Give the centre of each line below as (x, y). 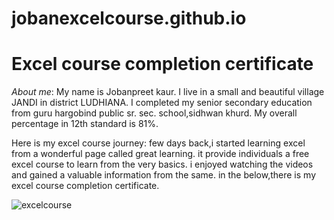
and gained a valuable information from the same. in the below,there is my (163, 175)
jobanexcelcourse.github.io (129, 18)
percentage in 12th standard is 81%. (85, 124)
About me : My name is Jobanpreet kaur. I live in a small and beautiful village (168, 92)
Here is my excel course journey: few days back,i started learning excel (158, 143)
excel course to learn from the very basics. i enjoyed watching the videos (162, 164)
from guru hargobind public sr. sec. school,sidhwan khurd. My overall (154, 113)
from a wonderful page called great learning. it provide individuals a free (160, 154)
